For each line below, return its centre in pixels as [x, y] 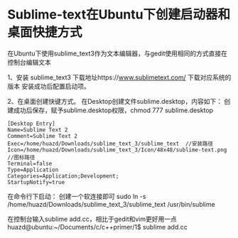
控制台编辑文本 [29, 62]
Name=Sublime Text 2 [38, 130]
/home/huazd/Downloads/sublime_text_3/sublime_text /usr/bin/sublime [111, 204]
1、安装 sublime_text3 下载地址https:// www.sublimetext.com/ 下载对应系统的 [119, 77]
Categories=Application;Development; [63, 176]
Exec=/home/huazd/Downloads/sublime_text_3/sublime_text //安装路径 [110, 144]
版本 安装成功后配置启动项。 [49, 86]
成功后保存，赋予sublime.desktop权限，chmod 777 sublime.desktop [113, 110]
